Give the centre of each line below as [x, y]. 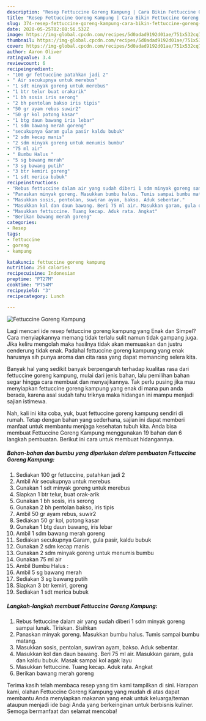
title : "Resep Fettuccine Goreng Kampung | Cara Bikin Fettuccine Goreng [103, 18]
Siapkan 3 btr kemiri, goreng [52, 586]
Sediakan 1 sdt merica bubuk [52, 592]
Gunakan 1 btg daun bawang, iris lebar [64, 527]
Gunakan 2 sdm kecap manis [52, 547]
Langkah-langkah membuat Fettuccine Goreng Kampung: [82, 606]
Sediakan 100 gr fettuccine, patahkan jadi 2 [70, 475]
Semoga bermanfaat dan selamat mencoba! [62, 711]
